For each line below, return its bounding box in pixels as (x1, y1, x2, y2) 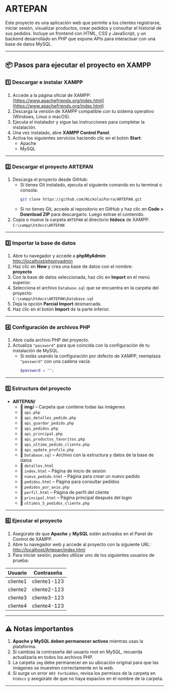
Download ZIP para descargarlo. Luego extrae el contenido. (20, 211, 145, 217)
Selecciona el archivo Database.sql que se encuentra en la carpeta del (12, 285, 159, 291)
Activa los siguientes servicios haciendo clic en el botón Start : (12, 135, 142, 141)
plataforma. (12, 643, 37, 649)
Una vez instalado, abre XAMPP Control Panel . (12, 129, 111, 136)
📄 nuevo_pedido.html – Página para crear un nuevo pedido (20, 473, 140, 479)
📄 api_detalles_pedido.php (20, 414, 76, 420)
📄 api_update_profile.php (20, 446, 74, 452)
